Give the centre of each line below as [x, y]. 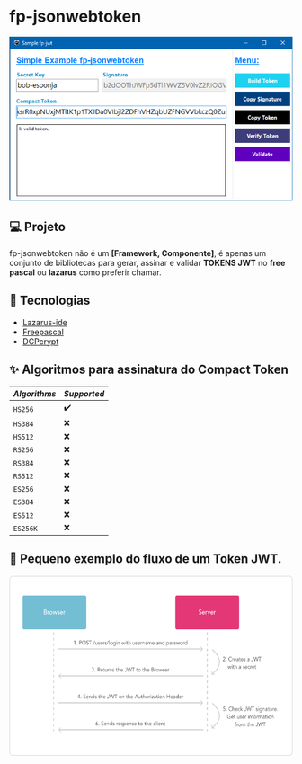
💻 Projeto [37, 227]
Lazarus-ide [44, 322]
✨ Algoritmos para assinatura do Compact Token [149, 369]
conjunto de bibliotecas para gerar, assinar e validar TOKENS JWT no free [147, 262]
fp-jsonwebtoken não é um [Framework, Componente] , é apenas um [138, 253]
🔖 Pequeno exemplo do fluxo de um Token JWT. [146, 559]
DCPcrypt [40, 341]
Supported [84, 394]
